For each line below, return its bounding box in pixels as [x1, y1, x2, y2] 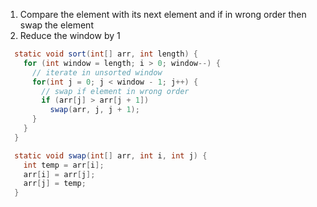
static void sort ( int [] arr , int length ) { [14, 49, 198, 59]
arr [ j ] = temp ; [23, 179, 87, 189]
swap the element [19, 19, 94, 31]
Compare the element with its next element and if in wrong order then [19, 9, 307, 20]
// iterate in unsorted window [31, 67, 163, 78]
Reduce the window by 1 [19, 30, 121, 41]
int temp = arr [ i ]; [23, 160, 105, 170]
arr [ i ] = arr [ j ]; [23, 169, 96, 179]
